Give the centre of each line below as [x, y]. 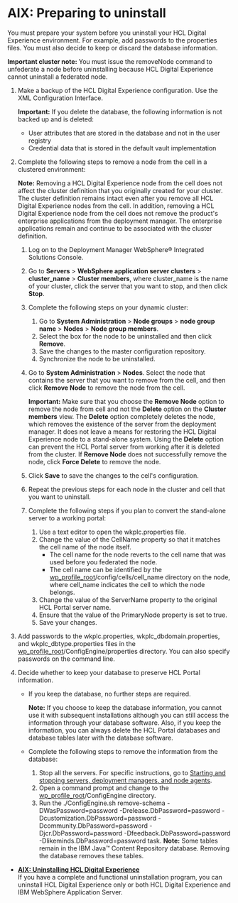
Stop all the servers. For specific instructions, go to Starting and [132, 772]
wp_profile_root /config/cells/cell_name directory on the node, [140, 577]
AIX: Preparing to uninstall [87, 13]
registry [40, 141]
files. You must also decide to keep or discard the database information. [113, 48]
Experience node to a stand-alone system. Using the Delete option [126, 439]
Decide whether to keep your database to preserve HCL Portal [109, 672]
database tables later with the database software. [101, 738]
